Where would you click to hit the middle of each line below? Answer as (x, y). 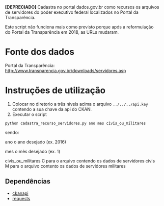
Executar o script (29, 114)
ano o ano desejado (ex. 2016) (36, 142)
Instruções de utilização (55, 91)
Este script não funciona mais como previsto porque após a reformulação (79, 27)
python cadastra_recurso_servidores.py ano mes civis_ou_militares (76, 123)
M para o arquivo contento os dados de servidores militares (66, 166)
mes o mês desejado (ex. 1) (33, 151)
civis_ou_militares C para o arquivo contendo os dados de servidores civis (80, 160)
